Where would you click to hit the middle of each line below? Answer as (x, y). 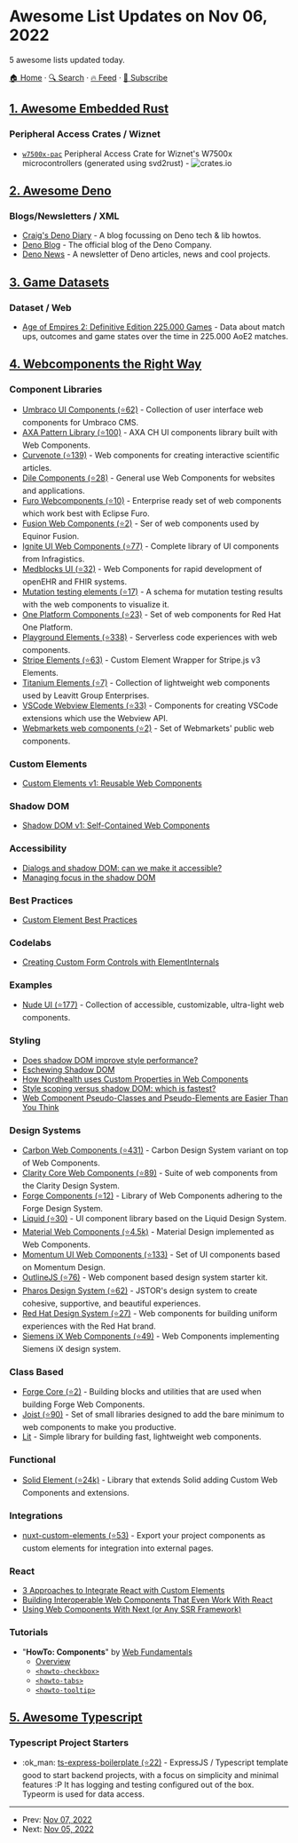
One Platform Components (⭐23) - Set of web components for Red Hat (151, 614)
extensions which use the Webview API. (95, 718)
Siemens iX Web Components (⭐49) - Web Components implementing (150, 1336)
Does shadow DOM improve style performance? (110, 1060)
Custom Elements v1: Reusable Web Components (112, 782)
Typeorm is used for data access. (83, 1794)
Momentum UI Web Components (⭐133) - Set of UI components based (151, 1255)
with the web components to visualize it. (96, 604)
